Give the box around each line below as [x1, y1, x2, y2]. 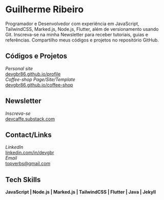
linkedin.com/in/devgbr [5, 150, 54, 156]
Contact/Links [5, 130, 52, 139]
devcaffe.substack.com [5, 115, 55, 122]
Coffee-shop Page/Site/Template [5, 76, 75, 83]
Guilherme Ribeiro [5, 4, 84, 15]
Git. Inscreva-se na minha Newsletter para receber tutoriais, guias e [5, 31, 149, 37]
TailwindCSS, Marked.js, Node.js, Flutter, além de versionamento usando [5, 26, 159, 32]
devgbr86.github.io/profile [5, 71, 61, 77]
